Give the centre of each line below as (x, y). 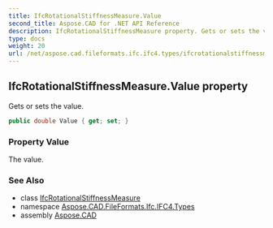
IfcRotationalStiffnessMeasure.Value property (128, 86)
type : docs (27, 39)
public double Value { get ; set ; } (69, 121)
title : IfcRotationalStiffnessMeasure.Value (85, 16)
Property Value (39, 141)
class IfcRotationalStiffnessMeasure (80, 198)
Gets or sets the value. (46, 105)
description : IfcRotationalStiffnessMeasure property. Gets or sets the (134, 31)
